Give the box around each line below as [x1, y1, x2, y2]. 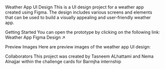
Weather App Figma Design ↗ [5, 34, 66, 40]
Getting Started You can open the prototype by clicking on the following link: [5, 29, 160, 35]
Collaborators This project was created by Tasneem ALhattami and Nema [5, 53, 154, 59]
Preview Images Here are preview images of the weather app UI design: [5, 44, 151, 49]
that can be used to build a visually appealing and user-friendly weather [5, 15, 151, 20]
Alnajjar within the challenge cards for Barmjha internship [5, 59, 122, 64]
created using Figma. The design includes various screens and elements [5, 9, 153, 15]
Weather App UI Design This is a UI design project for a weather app [5, 4, 144, 10]
